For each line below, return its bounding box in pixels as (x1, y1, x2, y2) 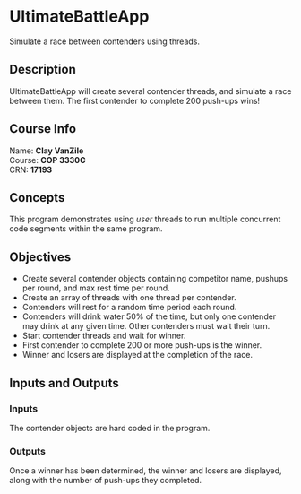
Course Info (9, 121, 77, 136)
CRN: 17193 (9, 164, 53, 175)
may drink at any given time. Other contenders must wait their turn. (21, 321, 271, 332)
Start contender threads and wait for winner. (21, 330, 186, 342)
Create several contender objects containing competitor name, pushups (21, 273, 288, 284)
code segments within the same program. (9, 223, 163, 234)
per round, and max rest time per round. (21, 282, 170, 293)
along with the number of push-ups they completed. (9, 475, 202, 486)
